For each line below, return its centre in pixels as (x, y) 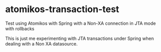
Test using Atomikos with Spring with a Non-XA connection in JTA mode (80, 23)
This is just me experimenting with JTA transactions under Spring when (80, 38)
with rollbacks (20, 28)
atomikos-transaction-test (62, 9)
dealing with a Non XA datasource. (42, 43)
